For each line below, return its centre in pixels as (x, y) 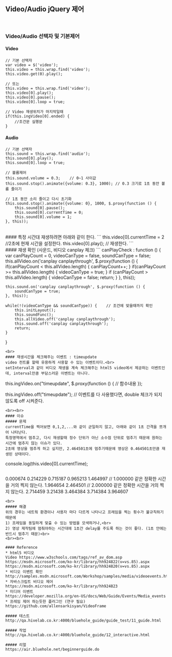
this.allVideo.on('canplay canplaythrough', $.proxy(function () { (72, 261)
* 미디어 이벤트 (19, 592)
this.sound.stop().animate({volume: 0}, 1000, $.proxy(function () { (81, 204)
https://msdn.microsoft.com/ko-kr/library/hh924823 (61, 586)
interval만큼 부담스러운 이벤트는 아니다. (52, 373)
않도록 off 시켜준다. (25, 401)
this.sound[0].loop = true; (35, 163)
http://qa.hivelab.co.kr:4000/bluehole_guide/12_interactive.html (78, 635)
